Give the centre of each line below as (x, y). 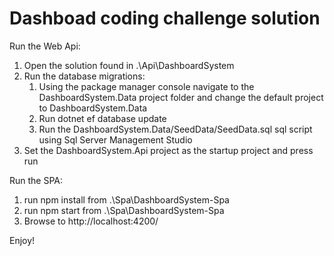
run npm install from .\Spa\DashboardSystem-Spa (126, 199)
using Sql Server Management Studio (115, 139)
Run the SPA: (36, 180)
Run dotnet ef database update (102, 118)
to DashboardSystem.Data (93, 108)
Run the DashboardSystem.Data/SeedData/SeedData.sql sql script (175, 129)
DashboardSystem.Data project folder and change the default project (181, 97)
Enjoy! (22, 240)
